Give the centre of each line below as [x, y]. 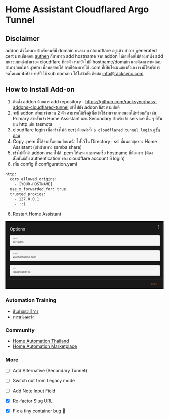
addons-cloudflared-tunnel [40, 107]
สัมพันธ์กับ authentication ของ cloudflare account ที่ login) [68, 158]
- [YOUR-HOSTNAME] [33, 184]
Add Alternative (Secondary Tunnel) [50, 371]
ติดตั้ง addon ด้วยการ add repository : [48, 101]
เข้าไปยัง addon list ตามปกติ [95, 107]
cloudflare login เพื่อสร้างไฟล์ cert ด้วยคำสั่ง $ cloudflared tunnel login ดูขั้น [86, 130]
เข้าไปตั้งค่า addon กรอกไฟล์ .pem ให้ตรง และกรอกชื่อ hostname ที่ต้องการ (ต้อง [83, 153]
